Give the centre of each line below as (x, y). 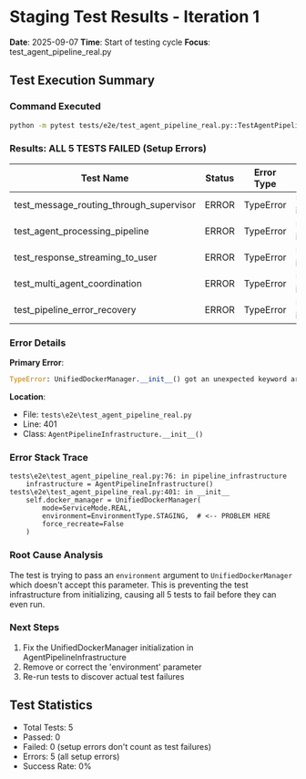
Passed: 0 (41, 737)
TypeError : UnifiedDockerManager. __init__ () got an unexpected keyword (148, 379)
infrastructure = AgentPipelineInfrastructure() (120, 484)
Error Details (38, 342)
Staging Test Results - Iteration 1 (135, 17)
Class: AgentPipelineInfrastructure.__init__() (113, 433)
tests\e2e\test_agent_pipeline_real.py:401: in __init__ (120, 493)
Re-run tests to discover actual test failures (103, 676)
